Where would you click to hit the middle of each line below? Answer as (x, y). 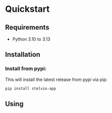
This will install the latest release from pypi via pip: (56, 79)
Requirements (27, 27)
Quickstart (28, 9)
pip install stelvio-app (31, 88)
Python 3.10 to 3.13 (31, 39)
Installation (23, 55)
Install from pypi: (26, 69)
